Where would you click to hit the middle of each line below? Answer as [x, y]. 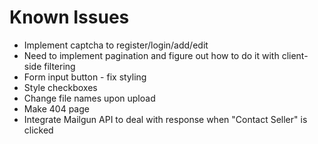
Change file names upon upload [89, 98]
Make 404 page [56, 108]
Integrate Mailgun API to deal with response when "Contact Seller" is [165, 119]
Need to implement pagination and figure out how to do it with [151, 55]
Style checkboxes [60, 87]
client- [295, 55]
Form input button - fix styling [85, 77]
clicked [38, 130]
